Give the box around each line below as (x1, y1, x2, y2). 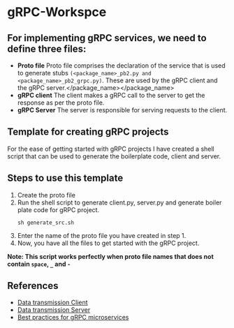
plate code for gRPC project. (17, 205, 100, 214)
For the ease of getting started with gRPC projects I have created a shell (7, 144, 214, 153)
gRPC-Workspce (7, 4, 107, 20)
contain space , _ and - (7, 260, 71, 268)
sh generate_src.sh (17, 219, 75, 226)
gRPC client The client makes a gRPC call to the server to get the (17, 91, 205, 99)
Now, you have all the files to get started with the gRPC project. (17, 239, 200, 247)
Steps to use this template (7, 172, 124, 184)
